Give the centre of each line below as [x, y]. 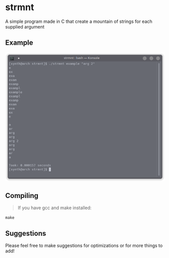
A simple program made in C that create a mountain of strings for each [79, 21]
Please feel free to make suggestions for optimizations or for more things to [84, 246]
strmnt [20, 7]
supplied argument [25, 26]
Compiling [22, 195]
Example [19, 43]
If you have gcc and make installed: [55, 208]
